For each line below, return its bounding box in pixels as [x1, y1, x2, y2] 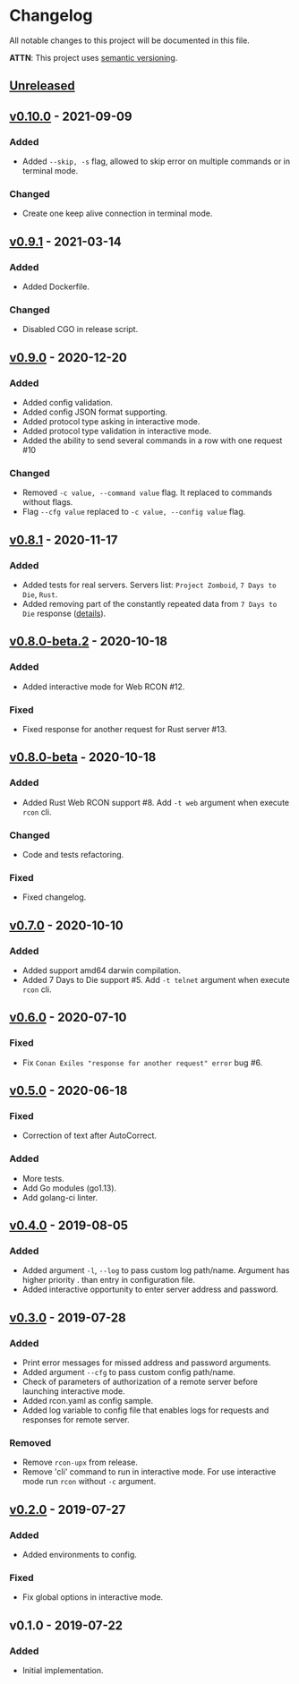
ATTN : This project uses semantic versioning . [9, 52, 178, 63]
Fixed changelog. [21, 892, 87, 902]
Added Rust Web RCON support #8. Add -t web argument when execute [21, 797, 289, 808]
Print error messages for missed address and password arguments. [21, 1357, 271, 1368]
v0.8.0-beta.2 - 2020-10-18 [9, 634, 168, 649]
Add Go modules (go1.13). [21, 1183, 117, 1193]
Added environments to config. [21, 1549, 137, 1560]
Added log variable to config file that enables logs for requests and [21, 1405, 269, 1415]
